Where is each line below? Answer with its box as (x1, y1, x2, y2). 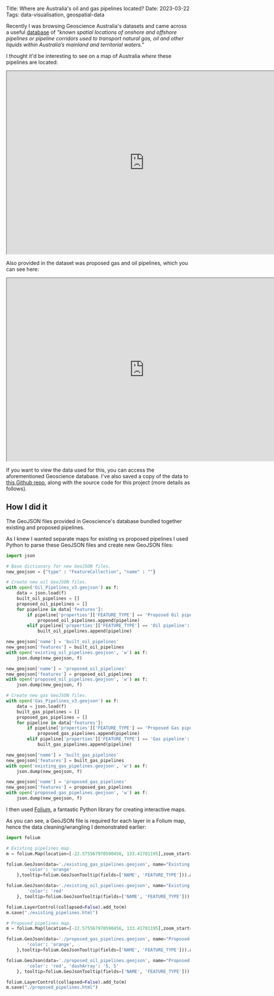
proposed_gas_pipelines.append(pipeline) (37, 731, 141, 737)
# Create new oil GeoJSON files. (6, 579, 88, 585)
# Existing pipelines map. (6, 845, 72, 851)
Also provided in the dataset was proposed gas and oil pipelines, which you (6, 260, 189, 266)
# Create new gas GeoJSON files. (6, 693, 88, 699)
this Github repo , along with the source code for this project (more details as (6, 479, 190, 486)
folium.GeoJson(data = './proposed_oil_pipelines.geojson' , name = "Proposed (6, 957, 190, 963)
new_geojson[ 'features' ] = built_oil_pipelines (6, 644, 125, 650)
